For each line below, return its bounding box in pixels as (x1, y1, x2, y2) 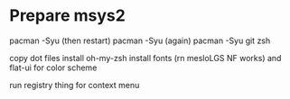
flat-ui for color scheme (9, 62, 98, 73)
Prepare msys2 (9, 5, 126, 26)
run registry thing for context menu (9, 79, 140, 90)
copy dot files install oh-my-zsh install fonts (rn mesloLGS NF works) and (9, 52, 282, 63)
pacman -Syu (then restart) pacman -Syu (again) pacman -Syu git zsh (9, 35, 271, 46)
